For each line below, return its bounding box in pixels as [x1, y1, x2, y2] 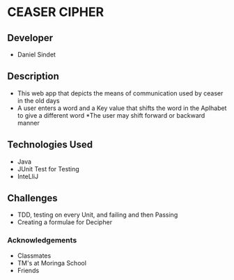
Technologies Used [7, 139, 93, 150]
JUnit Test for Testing [17, 164, 80, 173]
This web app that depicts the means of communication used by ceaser [17, 88, 224, 98]
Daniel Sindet [17, 50, 56, 59]
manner [17, 118, 40, 127]
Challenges [7, 192, 58, 204]
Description [7, 70, 59, 82]
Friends [17, 266, 40, 274]
